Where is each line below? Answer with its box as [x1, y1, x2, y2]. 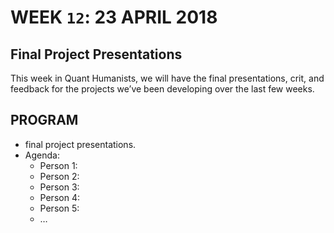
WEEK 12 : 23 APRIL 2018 [10, 6, 218, 29]
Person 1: [39, 159, 78, 171]
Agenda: [24, 149, 60, 161]
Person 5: [39, 202, 80, 214]
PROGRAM [10, 112, 79, 129]
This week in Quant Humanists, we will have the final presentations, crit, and [10, 72, 325, 84]
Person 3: [39, 181, 80, 193]
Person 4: [39, 191, 80, 203]
